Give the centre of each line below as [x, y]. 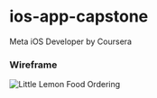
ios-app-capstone [79, 17]
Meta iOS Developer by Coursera [71, 41]
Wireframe [33, 65]
